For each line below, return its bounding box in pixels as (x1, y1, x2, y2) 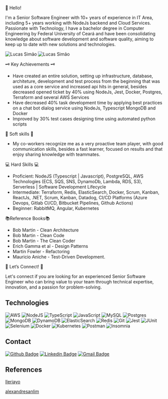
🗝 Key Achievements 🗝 (5, 61, 55, 67)
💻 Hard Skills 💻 (5, 161, 39, 167)
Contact (5, 337, 31, 346)
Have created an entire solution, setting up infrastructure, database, (12, 73, 153, 79)
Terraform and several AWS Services (12, 94, 90, 100)
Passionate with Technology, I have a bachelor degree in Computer (5, 25, 144, 31)
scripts (12, 121, 27, 127)
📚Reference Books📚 (5, 215, 50, 221)
